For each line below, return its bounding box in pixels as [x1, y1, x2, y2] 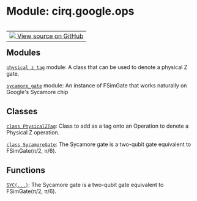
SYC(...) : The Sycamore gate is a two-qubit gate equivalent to [6, 181, 164, 188]
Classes [6, 106, 38, 117]
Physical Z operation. [6, 129, 60, 136]
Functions [6, 165, 46, 175]
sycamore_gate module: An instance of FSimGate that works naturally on [6, 82, 187, 89]
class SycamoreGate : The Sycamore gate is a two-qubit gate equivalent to [6, 141, 191, 148]
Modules [6, 47, 41, 57]
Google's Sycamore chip [6, 89, 69, 96]
